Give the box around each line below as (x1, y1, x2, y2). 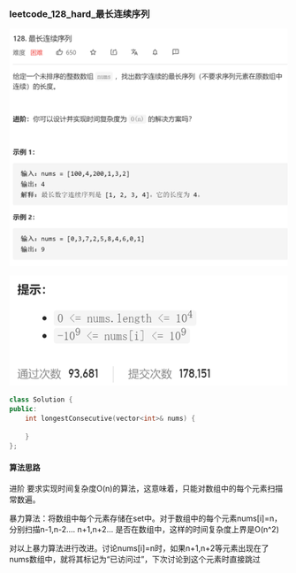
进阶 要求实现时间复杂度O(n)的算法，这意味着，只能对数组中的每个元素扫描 (9, 484, 284, 494)
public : (9, 404, 38, 413)
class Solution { (9, 395, 73, 404)
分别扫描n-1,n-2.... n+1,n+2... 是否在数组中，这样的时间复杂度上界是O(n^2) (9, 524, 280, 535)
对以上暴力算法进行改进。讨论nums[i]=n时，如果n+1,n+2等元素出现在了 (9, 543, 269, 554)
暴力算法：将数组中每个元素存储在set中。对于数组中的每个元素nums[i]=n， (9, 513, 283, 523)
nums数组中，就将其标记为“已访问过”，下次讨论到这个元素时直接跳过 (9, 554, 261, 565)
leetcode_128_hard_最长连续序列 (9, 7, 150, 19)
